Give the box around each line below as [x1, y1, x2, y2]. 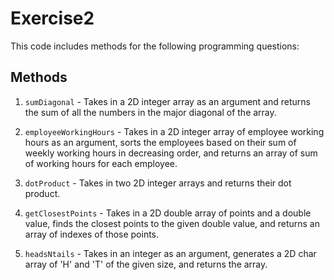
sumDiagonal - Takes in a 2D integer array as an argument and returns [24, 95, 311, 107]
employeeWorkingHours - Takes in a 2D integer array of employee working [24, 125, 325, 137]
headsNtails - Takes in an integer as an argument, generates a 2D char [24, 247, 317, 259]
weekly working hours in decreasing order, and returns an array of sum [24, 147, 318, 159]
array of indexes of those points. [24, 228, 160, 240]
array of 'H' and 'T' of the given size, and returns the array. [24, 258, 268, 270]
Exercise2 [10, 7, 95, 30]
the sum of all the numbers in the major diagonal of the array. [24, 106, 277, 118]
